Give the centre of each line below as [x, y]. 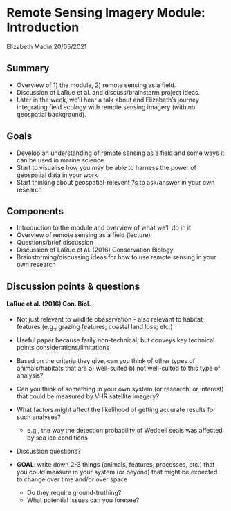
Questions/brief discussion [55, 243]
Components [35, 211]
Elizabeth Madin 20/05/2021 [47, 46]
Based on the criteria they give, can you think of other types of [105, 360]
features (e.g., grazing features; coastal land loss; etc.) [95, 326]
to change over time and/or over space [72, 479]
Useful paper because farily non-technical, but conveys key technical [115, 340]
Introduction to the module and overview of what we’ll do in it [104, 228]
